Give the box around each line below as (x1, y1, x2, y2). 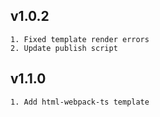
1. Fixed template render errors (10, 34, 150, 44)
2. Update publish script (10, 43, 118, 53)
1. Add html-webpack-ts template (10, 97, 150, 107)
